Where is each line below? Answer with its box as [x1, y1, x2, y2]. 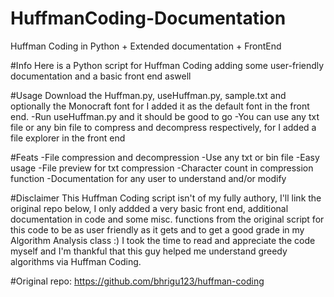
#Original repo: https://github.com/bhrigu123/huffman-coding [10, 275, 265, 287]
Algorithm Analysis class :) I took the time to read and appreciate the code [10, 234, 316, 246]
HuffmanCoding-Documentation [10, 7, 287, 30]
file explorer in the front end [10, 132, 126, 144]
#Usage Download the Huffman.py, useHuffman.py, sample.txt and [10, 89, 287, 101]
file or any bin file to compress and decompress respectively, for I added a [10, 121, 317, 133]
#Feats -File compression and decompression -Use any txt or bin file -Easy [10, 151, 320, 163]
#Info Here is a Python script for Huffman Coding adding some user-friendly [10, 59, 325, 71]
